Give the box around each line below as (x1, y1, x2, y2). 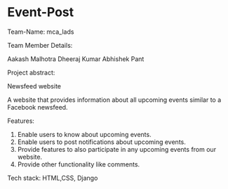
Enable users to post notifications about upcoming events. (17, 138, 186, 146)
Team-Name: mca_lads (7, 27, 74, 36)
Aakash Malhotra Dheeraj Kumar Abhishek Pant (7, 54, 145, 63)
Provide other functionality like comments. (17, 159, 140, 169)
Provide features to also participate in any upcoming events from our (17, 145, 216, 153)
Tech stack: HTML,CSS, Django (7, 174, 98, 182)
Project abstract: (7, 68, 55, 77)
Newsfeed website (7, 82, 62, 90)
